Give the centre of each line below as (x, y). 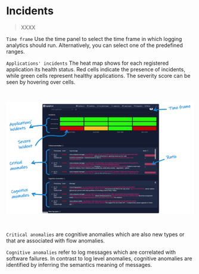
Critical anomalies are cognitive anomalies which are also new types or (95, 234)
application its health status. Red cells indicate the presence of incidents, (96, 69)
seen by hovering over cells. (41, 82)
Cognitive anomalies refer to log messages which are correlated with (91, 252)
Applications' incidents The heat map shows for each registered (87, 63)
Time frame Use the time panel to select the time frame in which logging (94, 39)
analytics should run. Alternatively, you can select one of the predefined (95, 45)
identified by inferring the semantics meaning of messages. (79, 264)
